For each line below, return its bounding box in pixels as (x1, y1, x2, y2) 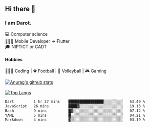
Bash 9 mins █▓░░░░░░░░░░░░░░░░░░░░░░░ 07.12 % (5, 108, 146, 113)
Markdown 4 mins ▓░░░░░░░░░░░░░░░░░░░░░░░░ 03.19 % (5, 117, 146, 123)
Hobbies (5, 57, 23, 63)
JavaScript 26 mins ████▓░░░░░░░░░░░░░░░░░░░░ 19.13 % (5, 103, 146, 108)
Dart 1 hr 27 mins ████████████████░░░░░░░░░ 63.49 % (5, 99, 146, 104)
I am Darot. (5, 20, 32, 26)
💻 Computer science (5, 31, 48, 37)
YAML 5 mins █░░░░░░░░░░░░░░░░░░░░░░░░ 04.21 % (5, 113, 146, 118)
